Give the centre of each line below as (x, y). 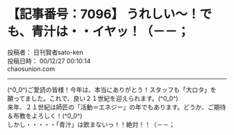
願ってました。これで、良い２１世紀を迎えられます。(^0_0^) (93, 98)
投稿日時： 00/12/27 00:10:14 (49, 61)
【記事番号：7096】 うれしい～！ (103, 14)
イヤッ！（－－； (141, 32)
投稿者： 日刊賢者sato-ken (45, 52)
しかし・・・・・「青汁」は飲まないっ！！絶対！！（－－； (91, 124)
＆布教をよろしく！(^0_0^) (45, 116)
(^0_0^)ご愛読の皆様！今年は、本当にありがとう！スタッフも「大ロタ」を (112, 89)
